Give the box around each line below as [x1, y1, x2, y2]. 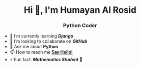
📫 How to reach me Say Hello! [9, 49, 73, 55]
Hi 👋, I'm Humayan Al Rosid [24, 4, 137, 16]
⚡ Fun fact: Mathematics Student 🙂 [9, 57, 83, 63]
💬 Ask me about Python [9, 44, 58, 50]
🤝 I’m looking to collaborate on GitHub [9, 38, 87, 44]
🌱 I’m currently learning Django [9, 33, 74, 39]
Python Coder [63, 22, 97, 29]
